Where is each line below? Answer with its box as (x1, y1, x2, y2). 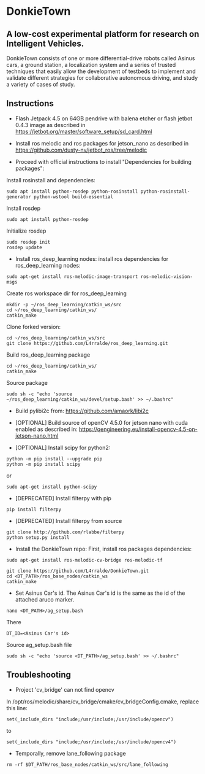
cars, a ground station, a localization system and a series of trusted (6, 61, 176, 68)
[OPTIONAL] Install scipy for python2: (15, 444, 111, 451)
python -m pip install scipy (6, 461, 81, 467)
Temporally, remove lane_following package (15, 749, 127, 757)
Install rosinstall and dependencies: (6, 176, 96, 184)
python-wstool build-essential (33, 193, 114, 200)
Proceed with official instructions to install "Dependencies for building (15, 158, 192, 165)
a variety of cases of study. (6, 81, 75, 88)
